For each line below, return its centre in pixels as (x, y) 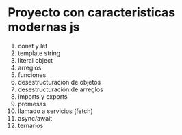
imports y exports (42, 96)
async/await (35, 118)
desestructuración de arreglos (60, 89)
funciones (32, 75)
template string (39, 53)
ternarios (30, 125)
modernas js (44, 27)
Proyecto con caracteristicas (92, 13)
